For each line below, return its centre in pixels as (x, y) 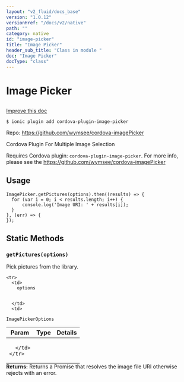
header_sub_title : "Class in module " (54, 50)
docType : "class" (28, 61)
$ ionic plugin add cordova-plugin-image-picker (67, 121)
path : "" (17, 28)
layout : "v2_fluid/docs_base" (44, 12)
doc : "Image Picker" (32, 56)
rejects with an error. (31, 373)
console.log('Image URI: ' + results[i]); (75, 205)
